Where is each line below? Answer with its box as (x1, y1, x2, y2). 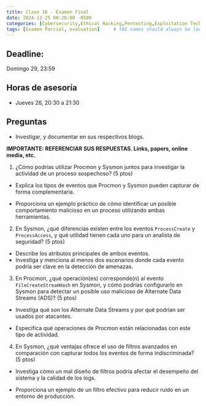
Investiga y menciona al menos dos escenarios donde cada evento (15, 256, 184, 263)
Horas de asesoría (6, 83, 78, 93)
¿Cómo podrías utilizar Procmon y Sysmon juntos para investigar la (15, 163, 185, 170)
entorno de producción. (15, 393, 75, 400)
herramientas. (15, 212, 51, 220)
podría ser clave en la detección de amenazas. (15, 263, 134, 270)
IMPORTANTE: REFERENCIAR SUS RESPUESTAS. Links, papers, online (6, 145, 188, 152)
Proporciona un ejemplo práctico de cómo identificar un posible (15, 200, 177, 207)
